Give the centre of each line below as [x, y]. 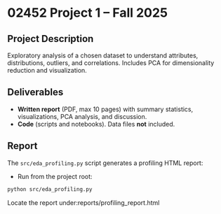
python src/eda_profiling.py [50, 189]
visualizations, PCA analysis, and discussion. [82, 116]
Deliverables [35, 92]
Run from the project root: [55, 176]
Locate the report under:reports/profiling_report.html [83, 202]
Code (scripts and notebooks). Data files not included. [96, 124]
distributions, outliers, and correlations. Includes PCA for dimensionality [111, 63]
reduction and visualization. [47, 70]
